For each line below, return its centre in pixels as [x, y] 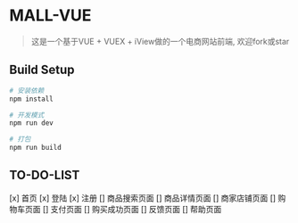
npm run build [36, 148]
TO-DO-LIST [45, 175]
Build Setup [42, 70]
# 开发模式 [27, 115]
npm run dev [31, 123]
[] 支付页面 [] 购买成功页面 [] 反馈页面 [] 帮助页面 [132, 209]
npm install [31, 99]
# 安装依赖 [27, 90]
